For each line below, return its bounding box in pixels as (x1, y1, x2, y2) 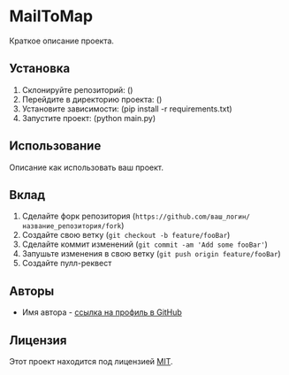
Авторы (9, 283, 55, 298)
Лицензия (9, 333, 67, 348)
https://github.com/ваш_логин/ (135, 212, 250, 222)
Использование (9, 139, 102, 154)
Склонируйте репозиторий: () (21, 84, 133, 95)
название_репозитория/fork (21, 222, 122, 231)
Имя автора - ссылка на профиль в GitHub (21, 307, 183, 318)
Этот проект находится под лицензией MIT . (9, 356, 174, 366)
